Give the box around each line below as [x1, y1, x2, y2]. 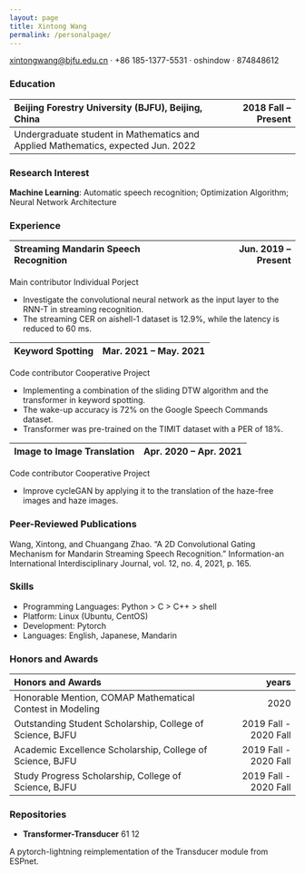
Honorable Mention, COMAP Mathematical [14, 692, 195, 704]
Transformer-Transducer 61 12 [22, 829, 141, 840]
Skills [9, 580, 34, 593]
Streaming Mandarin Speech [14, 242, 141, 255]
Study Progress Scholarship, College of [14, 770, 182, 782]
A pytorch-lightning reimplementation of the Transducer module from [9, 846, 269, 858]
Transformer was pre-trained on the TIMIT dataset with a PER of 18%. [22, 424, 284, 435]
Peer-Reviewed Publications [9, 518, 138, 531]
